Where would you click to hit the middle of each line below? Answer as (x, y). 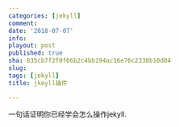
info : (17, 38)
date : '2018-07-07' (41, 31)
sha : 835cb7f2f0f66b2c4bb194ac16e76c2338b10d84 (90, 61)
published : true (35, 53)
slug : (17, 68)
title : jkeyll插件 (38, 83)
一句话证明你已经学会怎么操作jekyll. (67, 114)
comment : (23, 23)
